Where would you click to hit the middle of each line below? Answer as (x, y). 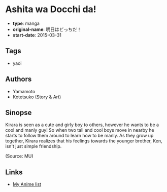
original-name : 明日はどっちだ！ (47, 29)
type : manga (26, 23)
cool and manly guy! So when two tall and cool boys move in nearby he (80, 130)
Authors (19, 79)
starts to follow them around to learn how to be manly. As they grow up (79, 136)
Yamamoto (24, 91)
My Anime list (27, 184)
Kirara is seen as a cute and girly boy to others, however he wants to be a (82, 125)
